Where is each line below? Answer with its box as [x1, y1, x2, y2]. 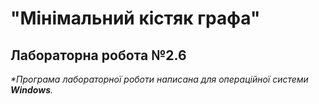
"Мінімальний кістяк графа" [10, 7, 261, 30]
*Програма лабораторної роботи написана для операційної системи [10, 73, 309, 85]
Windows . [10, 84, 54, 96]
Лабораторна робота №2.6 [10, 47, 187, 64]
